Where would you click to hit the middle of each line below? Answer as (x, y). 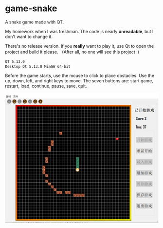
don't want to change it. (29, 37)
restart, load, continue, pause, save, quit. (46, 86)
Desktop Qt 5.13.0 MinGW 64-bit (38, 66)
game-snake (31, 9)
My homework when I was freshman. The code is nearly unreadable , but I (79, 31)
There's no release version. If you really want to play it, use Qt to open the (80, 46)
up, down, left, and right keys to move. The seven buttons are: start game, (79, 80)
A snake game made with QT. (35, 22)
